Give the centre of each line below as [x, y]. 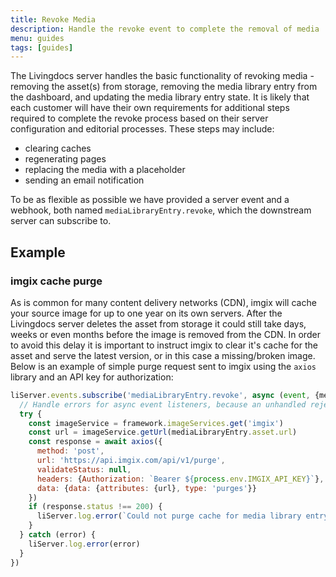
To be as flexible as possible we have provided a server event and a [150, 200]
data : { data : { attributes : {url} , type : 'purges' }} [146, 488]
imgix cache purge [56, 281]
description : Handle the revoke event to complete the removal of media [165, 29]
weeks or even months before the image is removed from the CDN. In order [165, 334]
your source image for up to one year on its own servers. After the [146, 313]
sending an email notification [84, 180]
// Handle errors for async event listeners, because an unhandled [163, 404]
